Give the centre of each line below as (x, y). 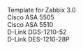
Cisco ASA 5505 (31, 17)
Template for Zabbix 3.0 (41, 10)
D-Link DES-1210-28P (38, 39)
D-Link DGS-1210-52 (37, 32)
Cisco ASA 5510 (30, 24)
